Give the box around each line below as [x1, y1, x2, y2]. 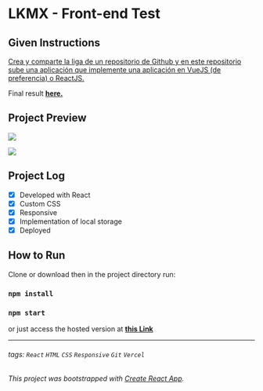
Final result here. [8, 89, 63, 98]
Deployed [19, 225, 51, 235]
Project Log [8, 170, 65, 183]
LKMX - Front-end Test [8, 5, 160, 23]
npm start [8, 308, 45, 317]
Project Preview [8, 111, 87, 125]
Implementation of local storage [19, 217, 123, 226]
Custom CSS [19, 199, 61, 208]
